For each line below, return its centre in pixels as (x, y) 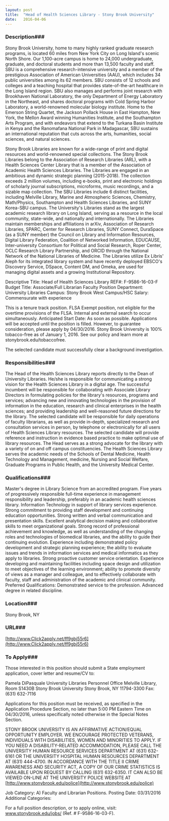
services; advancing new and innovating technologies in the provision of (80, 400)
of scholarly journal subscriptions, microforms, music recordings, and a (79, 186)
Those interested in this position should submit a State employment (75, 668)
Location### (21, 604)
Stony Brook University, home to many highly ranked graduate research (79, 48)
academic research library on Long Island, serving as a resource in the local (84, 213)
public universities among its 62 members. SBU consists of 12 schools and (82, 80)
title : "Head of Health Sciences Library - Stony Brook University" (80, 15)
